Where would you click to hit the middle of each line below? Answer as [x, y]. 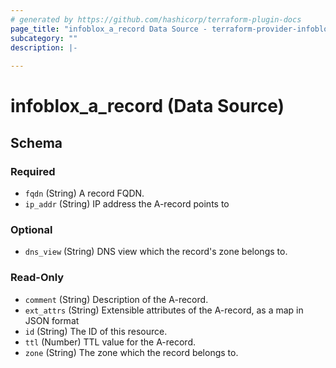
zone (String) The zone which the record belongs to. [131, 352]
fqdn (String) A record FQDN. [84, 193]
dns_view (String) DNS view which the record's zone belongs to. [156, 252]
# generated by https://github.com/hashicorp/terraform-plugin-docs [156, 19]
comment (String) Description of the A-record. [116, 299]
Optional [31, 229]
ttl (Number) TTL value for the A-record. [110, 342]
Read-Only [37, 278]
